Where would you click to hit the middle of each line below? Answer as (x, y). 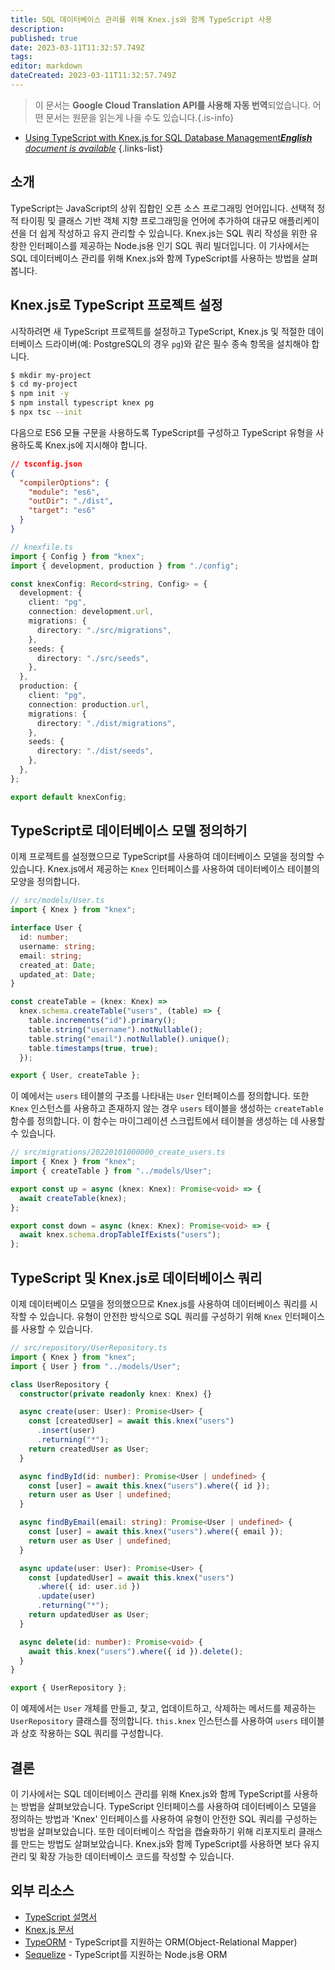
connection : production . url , (89, 704)
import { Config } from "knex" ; (77, 556)
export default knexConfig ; (69, 797)
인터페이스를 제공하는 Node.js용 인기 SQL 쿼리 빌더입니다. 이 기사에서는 (169, 245)
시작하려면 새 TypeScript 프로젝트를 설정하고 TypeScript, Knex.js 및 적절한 (158, 331)
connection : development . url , (91, 612)
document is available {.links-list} (94, 148)
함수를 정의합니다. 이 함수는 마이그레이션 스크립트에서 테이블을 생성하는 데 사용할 (168, 1121)
